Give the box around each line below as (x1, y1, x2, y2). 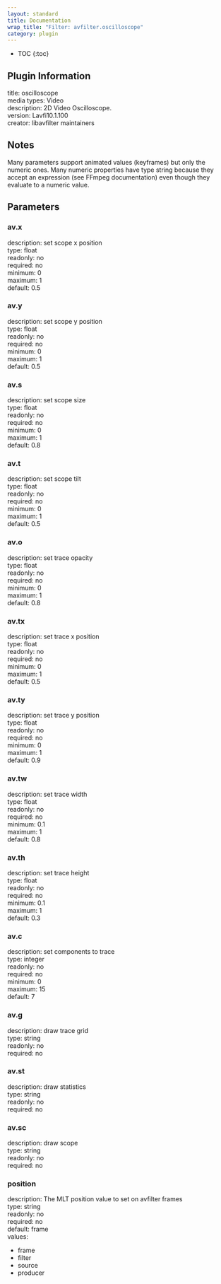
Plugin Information (7, 70, 91, 82)
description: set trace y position (7, 711, 100, 720)
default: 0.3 (7, 914, 41, 922)
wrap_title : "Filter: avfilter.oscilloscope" (7, 23, 143, 30)
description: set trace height (7, 868, 90, 877)
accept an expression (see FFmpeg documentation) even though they (7, 173, 210, 181)
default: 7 (7, 993, 35, 1001)
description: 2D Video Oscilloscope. (7, 104, 112, 112)
